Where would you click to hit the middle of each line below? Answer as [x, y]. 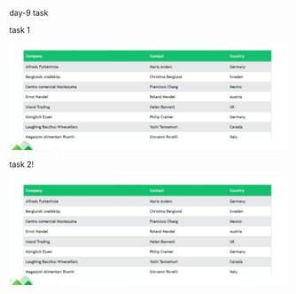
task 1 [20, 30]
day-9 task [29, 13]
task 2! [22, 164]
